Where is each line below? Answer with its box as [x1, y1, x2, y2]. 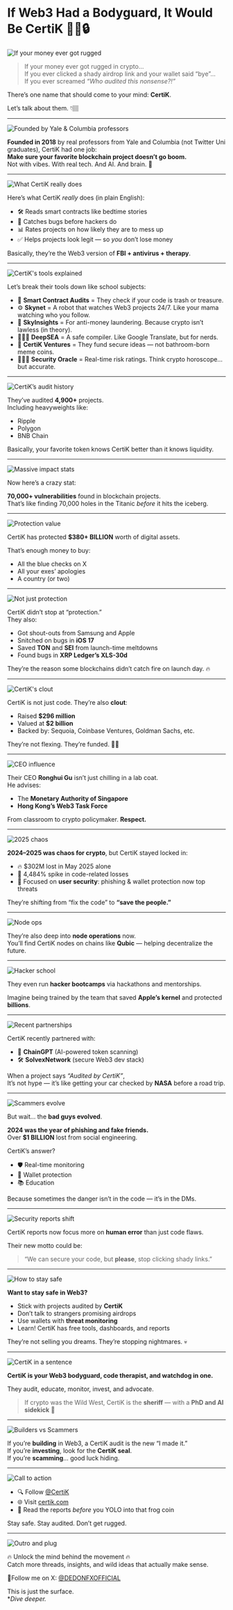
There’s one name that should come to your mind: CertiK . [7, 90, 172, 99]
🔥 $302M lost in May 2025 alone [17, 862, 112, 870]
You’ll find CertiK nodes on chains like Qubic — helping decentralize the [7, 938, 214, 947]
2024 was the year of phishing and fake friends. [7, 1125, 149, 1134]
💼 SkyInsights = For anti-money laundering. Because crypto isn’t [17, 318, 204, 326]
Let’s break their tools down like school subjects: [7, 282, 146, 291]
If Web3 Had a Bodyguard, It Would [7, 5, 214, 21]
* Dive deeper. [7, 1594, 46, 1603]
